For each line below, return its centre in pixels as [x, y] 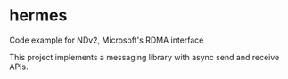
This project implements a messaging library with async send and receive [144, 57]
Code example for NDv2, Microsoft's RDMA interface [107, 40]
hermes [38, 16]
